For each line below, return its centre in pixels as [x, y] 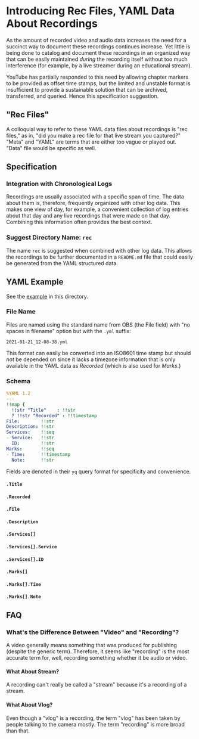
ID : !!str [33, 443]
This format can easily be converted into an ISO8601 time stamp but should [99, 353]
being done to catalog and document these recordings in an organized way [98, 52]
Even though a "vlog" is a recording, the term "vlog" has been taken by [93, 718]
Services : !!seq [30, 432]
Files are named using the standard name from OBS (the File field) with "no [98, 325]
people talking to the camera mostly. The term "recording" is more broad [95, 724]
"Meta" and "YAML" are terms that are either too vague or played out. [91, 142]
